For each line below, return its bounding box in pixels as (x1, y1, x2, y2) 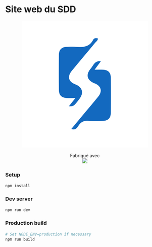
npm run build (5, 237, 35, 242)
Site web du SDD (5, 4, 77, 15)
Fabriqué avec (70, 152, 100, 158)
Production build (5, 220, 47, 227)
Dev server (5, 195, 33, 202)
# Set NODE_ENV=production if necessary (5, 232, 92, 237)
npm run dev (5, 207, 30, 213)
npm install (5, 184, 30, 189)
